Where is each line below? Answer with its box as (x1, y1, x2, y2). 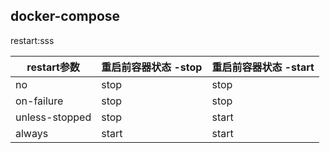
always (15, 126, 49, 140)
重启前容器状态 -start (211, 60, 315, 74)
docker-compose (10, 8, 121, 25)
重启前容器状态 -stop (101, 60, 203, 74)
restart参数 (26, 60, 80, 74)
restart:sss (10, 34, 55, 46)
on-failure (15, 94, 64, 108)
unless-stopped (15, 110, 92, 124)
